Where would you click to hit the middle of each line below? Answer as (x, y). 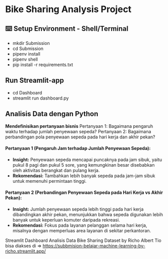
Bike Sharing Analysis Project (68, 9)
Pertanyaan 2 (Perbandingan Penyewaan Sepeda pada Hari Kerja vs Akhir (84, 192)
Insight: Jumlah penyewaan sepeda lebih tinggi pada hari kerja (78, 209)
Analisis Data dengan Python (52, 114)
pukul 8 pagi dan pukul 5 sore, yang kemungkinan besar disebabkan (83, 165)
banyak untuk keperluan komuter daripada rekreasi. (66, 220)
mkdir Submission (31, 43)
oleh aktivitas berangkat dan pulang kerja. (56, 170)
